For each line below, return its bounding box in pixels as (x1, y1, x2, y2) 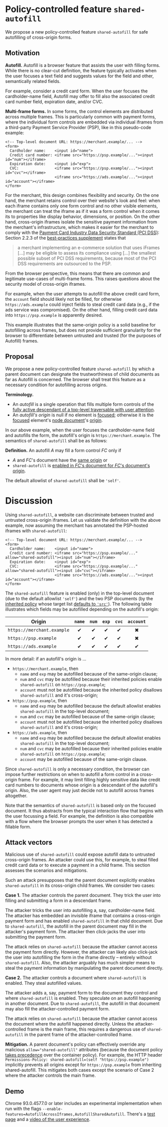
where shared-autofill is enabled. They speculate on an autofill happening (5, 995, 161, 1001)
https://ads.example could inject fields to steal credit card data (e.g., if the (5, 301, 159, 307)
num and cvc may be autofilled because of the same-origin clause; (20, 713, 155, 719)
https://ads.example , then (12, 729, 68, 735)
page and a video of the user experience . (5, 1116, 91, 1122)
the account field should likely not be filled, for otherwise (5, 296, 122, 302)
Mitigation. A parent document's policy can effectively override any (5, 1041, 145, 1048)
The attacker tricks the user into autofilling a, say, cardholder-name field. (5, 908, 156, 914)
